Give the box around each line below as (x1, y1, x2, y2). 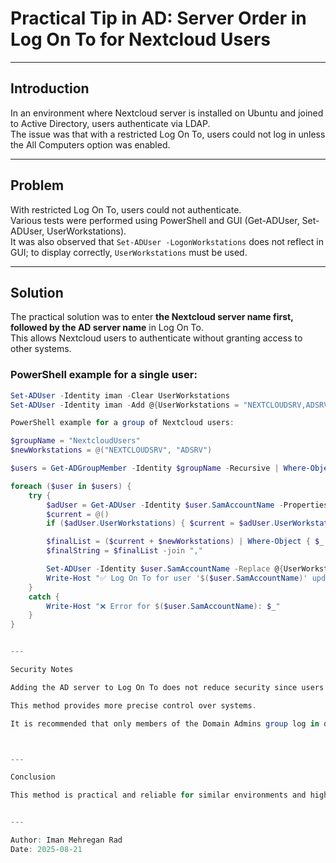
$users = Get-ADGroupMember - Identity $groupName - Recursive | (10, 463, 280, 474)
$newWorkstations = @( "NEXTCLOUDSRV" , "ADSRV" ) (10, 445, 213, 456)
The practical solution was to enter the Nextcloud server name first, (10, 311, 294, 323)
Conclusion (10, 772, 56, 782)
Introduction (10, 80, 90, 97)
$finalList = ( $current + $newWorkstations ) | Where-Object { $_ (46, 537, 325, 547)
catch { (28, 592, 60, 602)
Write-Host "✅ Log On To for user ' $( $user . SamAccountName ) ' (46, 573, 308, 583)
